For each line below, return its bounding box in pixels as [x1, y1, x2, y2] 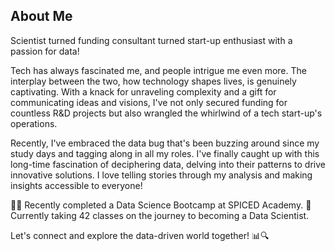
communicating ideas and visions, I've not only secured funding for [10, 96, 288, 108]
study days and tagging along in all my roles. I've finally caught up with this [10, 147, 320, 159]
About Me [10, 8, 73, 25]
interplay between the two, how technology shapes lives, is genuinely [10, 75, 297, 87]
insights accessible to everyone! [10, 179, 143, 191]
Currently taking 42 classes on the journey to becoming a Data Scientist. [10, 209, 310, 221]
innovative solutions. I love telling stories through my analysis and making [10, 169, 313, 181]
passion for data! [10, 45, 80, 57]
